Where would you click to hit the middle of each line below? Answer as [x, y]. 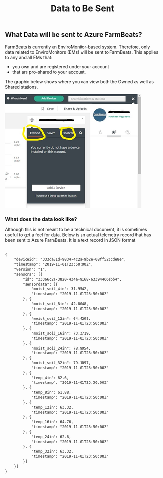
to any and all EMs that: [29, 57]
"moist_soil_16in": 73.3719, [61, 333]
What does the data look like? [41, 219]
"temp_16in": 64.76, [52, 422]
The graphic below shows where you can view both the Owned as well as [79, 81]
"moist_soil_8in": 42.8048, [60, 304]
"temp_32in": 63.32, [52, 451]
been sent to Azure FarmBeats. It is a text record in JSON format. [71, 240]
